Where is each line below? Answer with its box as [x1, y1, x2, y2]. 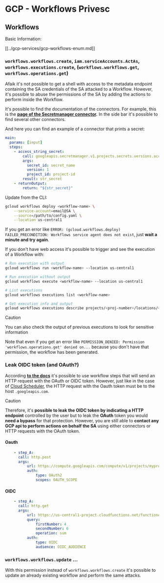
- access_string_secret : [14, 149, 64, 154]
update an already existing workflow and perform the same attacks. [5, 572, 142, 579]
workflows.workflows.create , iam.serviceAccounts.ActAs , [5, 57, 140, 64]
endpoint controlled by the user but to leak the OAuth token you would [5, 413, 148, 418]
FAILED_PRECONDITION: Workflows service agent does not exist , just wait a [5, 232, 158, 238]
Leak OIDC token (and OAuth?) [5, 362, 79, 368]
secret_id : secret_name [26, 163, 76, 168]
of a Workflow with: [5, 251, 44, 258]
